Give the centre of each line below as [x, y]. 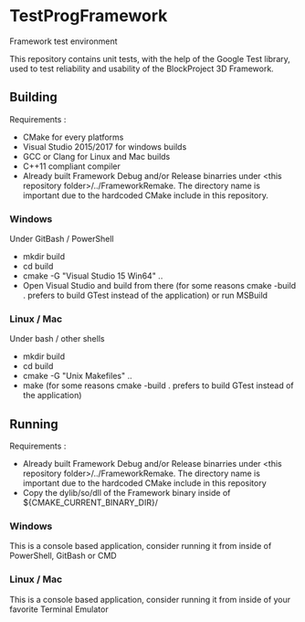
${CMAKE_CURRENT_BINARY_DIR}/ [90, 502]
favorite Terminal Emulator [59, 609]
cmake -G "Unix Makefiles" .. [77, 376]
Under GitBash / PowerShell [62, 239]
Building [33, 97]
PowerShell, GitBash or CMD [63, 556]
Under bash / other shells [57, 339]
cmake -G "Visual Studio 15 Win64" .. [93, 276]
